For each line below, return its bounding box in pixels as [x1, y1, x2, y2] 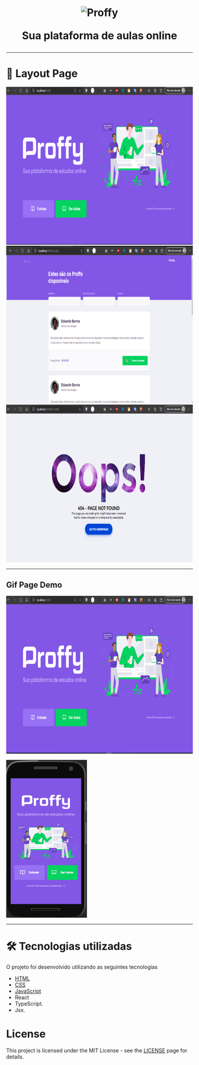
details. [6, 1053, 24, 1060]
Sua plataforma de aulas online [21, 29, 178, 43]
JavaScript [14, 987, 41, 994]
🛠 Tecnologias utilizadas [6, 940, 132, 953]
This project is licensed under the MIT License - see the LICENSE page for [6, 1047, 188, 1054]
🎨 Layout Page [6, 67, 78, 80]
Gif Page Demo [6, 580, 62, 590]
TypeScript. [14, 1000, 43, 1007]
